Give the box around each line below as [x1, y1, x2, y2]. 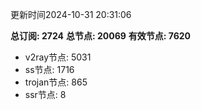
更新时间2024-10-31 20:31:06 [10, 9, 132, 20]
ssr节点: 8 [24, 89, 67, 100]
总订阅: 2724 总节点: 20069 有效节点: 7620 [10, 30, 192, 42]
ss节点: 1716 [24, 64, 75, 75]
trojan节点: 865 [24, 76, 88, 88]
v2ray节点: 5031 [24, 51, 92, 63]
